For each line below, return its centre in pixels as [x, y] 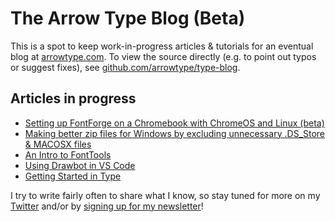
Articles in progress [73, 98]
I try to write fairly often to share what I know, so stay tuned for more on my [165, 195]
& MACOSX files [58, 144]
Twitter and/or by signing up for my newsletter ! [107, 206]
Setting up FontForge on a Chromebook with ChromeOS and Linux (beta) [174, 123]
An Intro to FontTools [68, 154]
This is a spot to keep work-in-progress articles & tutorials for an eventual [162, 46]
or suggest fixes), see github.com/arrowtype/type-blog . [125, 67]
